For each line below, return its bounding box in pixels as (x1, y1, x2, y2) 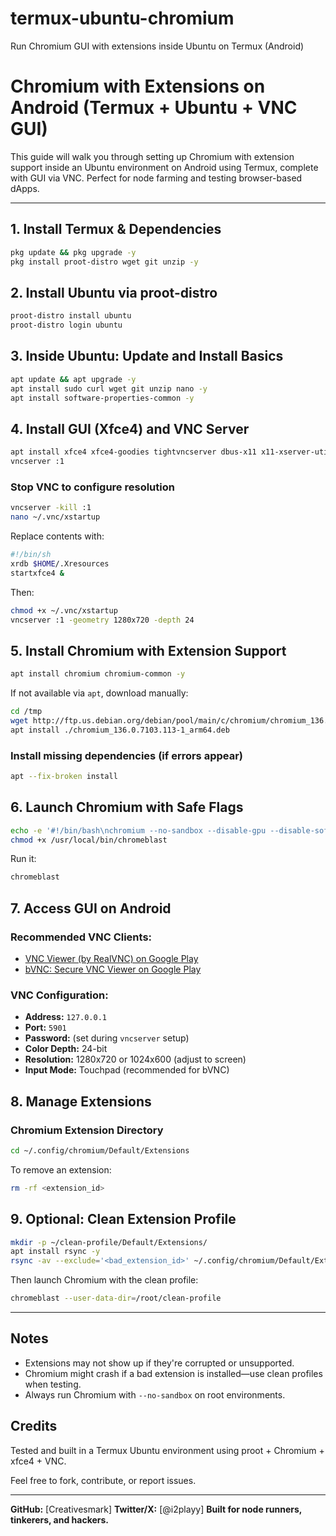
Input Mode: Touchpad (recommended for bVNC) (24, 1064, 230, 1076)
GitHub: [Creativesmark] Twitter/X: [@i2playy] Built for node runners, (10, 1503, 303, 1515)
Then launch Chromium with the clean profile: (10, 1274, 199, 1286)
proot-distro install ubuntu (10, 311, 132, 321)
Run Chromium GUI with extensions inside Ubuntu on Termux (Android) (10, 40, 305, 52)
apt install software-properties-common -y (10, 393, 195, 403)
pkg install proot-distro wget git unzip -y (10, 257, 199, 267)
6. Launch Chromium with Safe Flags (10, 799, 244, 816)
